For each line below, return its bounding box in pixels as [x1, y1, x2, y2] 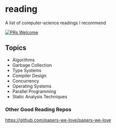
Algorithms [12, 57, 35, 63]
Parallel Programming [12, 88, 56, 94]
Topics [5, 43, 27, 52]
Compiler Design [12, 73, 47, 79]
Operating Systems [12, 83, 52, 89]
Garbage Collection [12, 62, 52, 68]
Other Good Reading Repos [5, 106, 72, 113]
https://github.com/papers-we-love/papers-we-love [5, 117, 111, 123]
